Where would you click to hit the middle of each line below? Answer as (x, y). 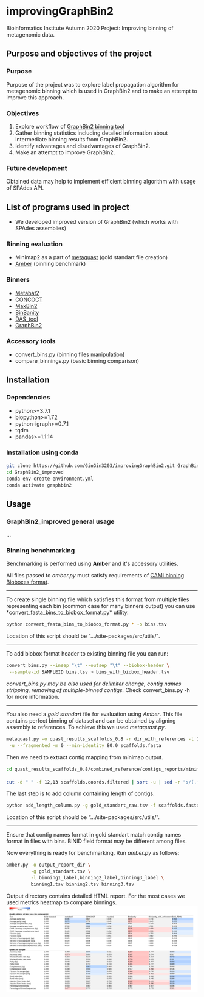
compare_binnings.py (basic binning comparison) (77, 360)
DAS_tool (26, 319)
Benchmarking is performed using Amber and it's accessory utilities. (93, 564)
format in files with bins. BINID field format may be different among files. (97, 841)
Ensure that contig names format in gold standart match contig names (94, 835)
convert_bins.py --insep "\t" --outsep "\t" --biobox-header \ (88, 666)
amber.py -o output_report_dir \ (49, 865)
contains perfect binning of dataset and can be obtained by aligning (91, 721)
